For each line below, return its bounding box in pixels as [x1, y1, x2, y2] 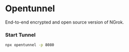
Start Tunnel [5, 31, 36, 38]
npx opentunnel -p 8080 [5, 43, 55, 48]
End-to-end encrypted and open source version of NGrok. [5, 19, 124, 25]
